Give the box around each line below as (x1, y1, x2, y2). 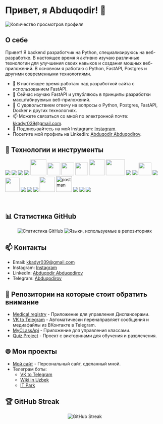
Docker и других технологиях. (12, 107, 77, 113)
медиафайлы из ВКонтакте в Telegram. (12, 322, 96, 328)
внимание (5, 298, 39, 306)
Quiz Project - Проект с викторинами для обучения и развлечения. (12, 333, 157, 339)
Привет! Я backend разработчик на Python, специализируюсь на (5, 49, 145, 55)
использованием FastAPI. (12, 86, 68, 92)
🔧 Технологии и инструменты (5, 146, 103, 154)
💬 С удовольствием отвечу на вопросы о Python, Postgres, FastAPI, (12, 102, 158, 108)
